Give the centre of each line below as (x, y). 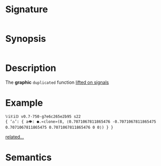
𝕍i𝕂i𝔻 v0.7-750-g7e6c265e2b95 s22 (43, 116)
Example (24, 103)
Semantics (29, 157)
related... (15, 137)
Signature (27, 9)
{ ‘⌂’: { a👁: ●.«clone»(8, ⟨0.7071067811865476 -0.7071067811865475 (81, 122)
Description (31, 68)
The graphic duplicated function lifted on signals (57, 82)
